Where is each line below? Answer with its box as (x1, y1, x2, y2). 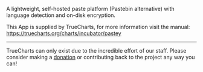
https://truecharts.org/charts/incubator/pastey (6, 30, 122, 37)
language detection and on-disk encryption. (6, 11, 116, 19)
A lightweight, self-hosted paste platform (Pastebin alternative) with (6, 5, 175, 12)
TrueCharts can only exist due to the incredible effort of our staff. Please (6, 47, 187, 54)
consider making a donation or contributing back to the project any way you (6, 54, 195, 61)
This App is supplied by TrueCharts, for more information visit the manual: (6, 24, 190, 30)
